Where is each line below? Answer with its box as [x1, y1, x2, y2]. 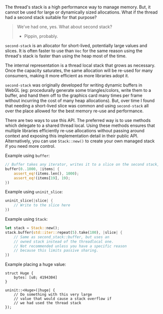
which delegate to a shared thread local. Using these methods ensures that [5, 122, 155, 128]
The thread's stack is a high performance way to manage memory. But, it [5, 4, 151, 10]
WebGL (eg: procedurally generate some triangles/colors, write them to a [5, 87, 151, 93]
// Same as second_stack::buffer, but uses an [14, 234, 110, 240]
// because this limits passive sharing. [14, 248, 98, 253]
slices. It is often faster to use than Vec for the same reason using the [5, 48, 143, 53]
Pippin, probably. [24, 34, 58, 39]
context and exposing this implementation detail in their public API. [5, 133, 138, 139]
